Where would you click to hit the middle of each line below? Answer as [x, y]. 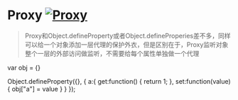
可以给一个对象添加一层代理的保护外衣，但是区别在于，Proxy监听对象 [126, 44]
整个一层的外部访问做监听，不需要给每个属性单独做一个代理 [112, 53]
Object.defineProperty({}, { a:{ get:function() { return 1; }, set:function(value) [119, 81]
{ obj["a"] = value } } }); [42, 89]
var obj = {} [24, 67]
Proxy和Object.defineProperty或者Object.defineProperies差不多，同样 [128, 35]
